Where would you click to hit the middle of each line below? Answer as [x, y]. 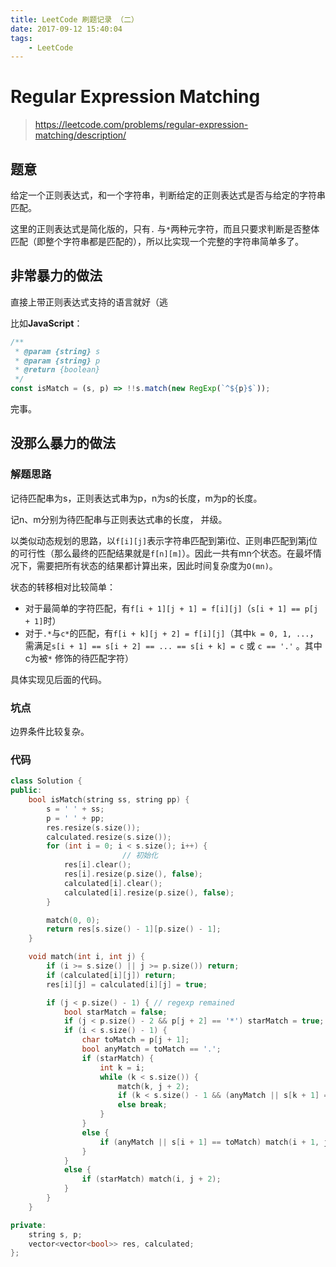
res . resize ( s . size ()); [93, 827]
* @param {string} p [57, 361]
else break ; [142, 1105]
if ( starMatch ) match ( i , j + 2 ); [151, 1179]
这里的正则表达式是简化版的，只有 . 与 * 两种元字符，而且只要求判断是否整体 [165, 229]
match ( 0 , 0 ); [73, 920]
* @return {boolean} [57, 370]
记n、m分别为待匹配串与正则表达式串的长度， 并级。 [119, 519]
